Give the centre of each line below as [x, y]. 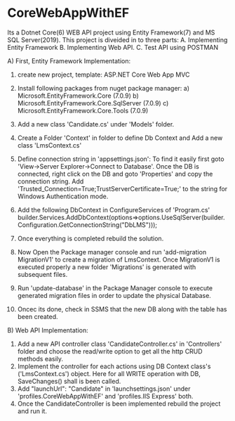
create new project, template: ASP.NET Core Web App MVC [103, 75]
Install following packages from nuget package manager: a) [103, 88]
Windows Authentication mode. [63, 196]
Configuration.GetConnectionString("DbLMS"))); [87, 225]
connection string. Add [51, 181]
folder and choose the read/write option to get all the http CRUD [110, 351]
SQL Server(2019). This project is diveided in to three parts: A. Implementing [117, 39]
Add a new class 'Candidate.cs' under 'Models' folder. [96, 124]
